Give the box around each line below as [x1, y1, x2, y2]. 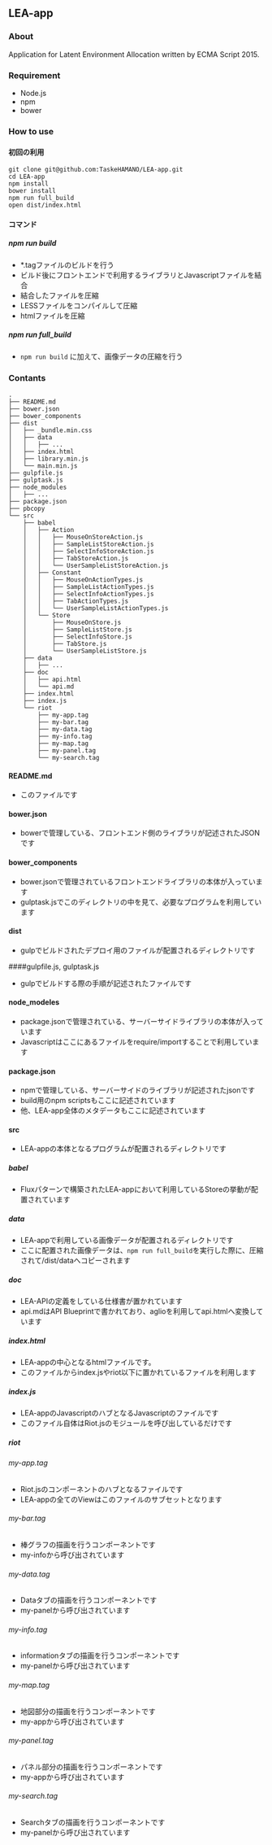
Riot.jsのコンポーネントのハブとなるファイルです [19, 1484, 183, 1494]
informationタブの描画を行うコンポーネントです [19, 1651, 180, 1660]
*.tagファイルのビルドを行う [19, 260, 115, 269]
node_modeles [8, 997, 60, 1007]
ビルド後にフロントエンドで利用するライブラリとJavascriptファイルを [19, 270, 255, 280]
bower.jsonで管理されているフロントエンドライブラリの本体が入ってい [19, 876, 256, 886]
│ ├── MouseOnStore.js [23, 618, 122, 626]
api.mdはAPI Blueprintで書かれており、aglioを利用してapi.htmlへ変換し [19, 1306, 257, 1316]
